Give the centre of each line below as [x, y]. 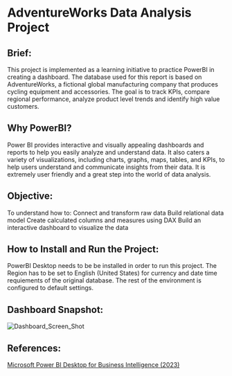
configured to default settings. [50, 288]
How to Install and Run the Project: [83, 250]
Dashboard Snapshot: [55, 310]
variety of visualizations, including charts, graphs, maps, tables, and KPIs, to [116, 159]
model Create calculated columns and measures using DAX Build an [104, 220]
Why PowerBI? [39, 128]
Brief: [20, 53]
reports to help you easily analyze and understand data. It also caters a [108, 152]
